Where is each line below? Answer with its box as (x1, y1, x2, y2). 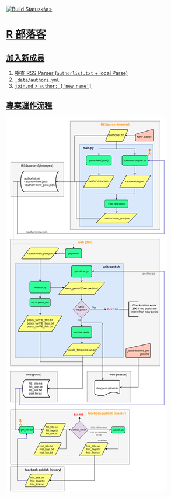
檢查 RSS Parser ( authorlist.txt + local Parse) (14, 70, 128, 76)
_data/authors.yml (14, 77, 60, 83)
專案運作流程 (6, 101, 53, 111)
